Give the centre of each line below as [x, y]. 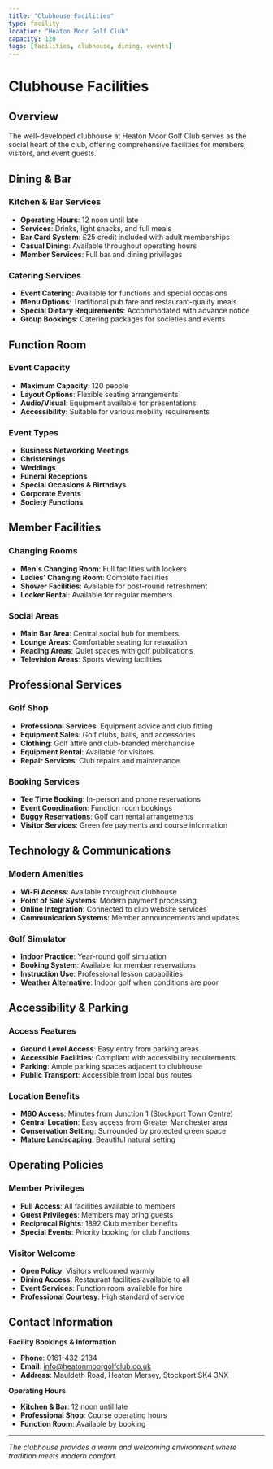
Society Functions [52, 502]
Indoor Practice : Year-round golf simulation [93, 956]
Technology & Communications [90, 851]
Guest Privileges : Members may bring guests [97, 1214]
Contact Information [61, 1322]
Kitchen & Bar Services [55, 202]
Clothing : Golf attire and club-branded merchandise [107, 743]
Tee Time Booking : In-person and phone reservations [110, 799]
